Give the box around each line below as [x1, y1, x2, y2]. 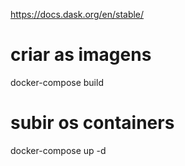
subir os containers [10, 112, 175, 134]
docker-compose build [10, 76, 104, 88]
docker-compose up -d [10, 144, 107, 156]
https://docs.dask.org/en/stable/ [10, 9, 145, 20]
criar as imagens [10, 44, 152, 66]
